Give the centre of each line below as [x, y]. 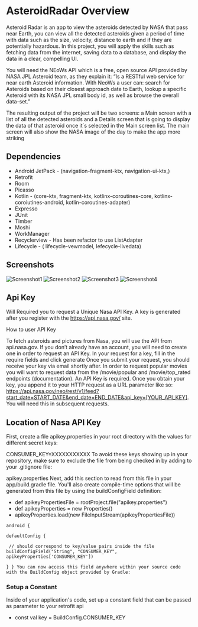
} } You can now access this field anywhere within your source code [94, 567]
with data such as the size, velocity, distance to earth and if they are [89, 40]
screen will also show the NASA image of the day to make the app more [93, 132]
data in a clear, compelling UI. [42, 59]
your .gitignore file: [29, 467]
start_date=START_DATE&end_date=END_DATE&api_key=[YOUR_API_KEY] [97, 398]
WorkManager [32, 233]
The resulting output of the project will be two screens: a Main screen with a [99, 113]
